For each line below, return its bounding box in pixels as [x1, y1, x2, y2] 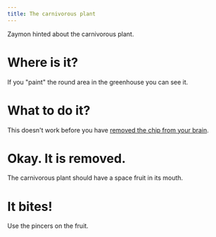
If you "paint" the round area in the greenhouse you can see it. [7, 78, 189, 86]
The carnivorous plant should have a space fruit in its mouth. [7, 174, 184, 182]
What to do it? [7, 102, 91, 119]
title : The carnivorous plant [7, 10, 96, 18]
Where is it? [7, 54, 79, 71]
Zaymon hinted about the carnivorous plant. [7, 30, 134, 38]
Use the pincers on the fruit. [7, 221, 89, 230]
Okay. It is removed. [7, 150, 127, 166]
